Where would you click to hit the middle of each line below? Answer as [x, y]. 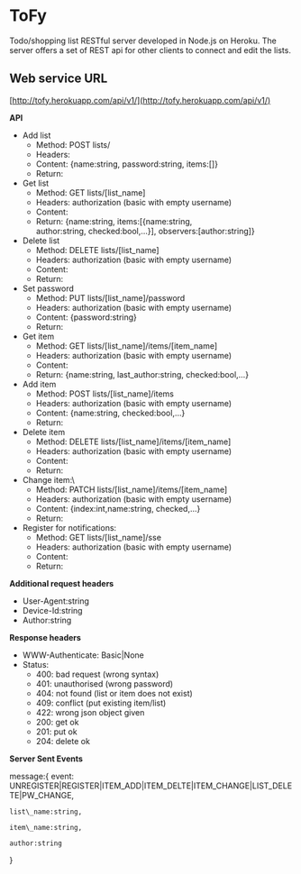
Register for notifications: [69, 527]
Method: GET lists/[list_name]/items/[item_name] [127, 346]
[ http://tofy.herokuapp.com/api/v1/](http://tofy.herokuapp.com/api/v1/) [140, 100]
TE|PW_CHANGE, [42, 795]
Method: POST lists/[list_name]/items [105, 394]
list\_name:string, [46, 812]
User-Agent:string [56, 601]
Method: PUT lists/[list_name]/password [110, 297]
